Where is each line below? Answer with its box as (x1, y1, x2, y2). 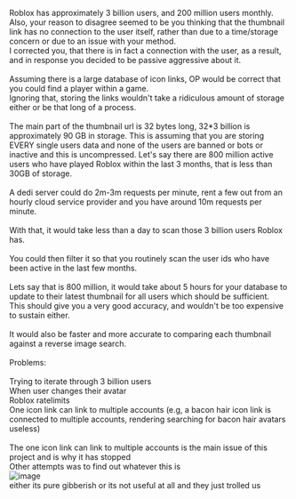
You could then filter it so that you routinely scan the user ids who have (9, 254, 269, 263)
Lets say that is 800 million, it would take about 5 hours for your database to (9, 282, 288, 292)
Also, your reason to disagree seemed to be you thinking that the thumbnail (9, 17, 285, 28)
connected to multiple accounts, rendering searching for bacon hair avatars (9, 414, 286, 424)
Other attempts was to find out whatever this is (9, 462, 180, 471)
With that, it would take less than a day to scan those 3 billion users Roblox (9, 225, 283, 235)
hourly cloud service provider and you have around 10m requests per (9, 197, 262, 207)
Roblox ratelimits (9, 395, 70, 406)
